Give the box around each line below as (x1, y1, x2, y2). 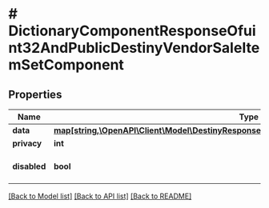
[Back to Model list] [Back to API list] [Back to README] (8, 191, 192, 201)
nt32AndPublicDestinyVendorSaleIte (8, 39, 260, 57)
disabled (12, 161, 46, 172)
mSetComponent (8, 56, 124, 74)
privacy (12, 138, 42, 149)
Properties (8, 87, 62, 101)
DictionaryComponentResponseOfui (8, 22, 256, 40)
